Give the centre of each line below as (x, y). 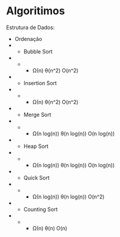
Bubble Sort (38, 51)
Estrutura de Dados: (30, 27)
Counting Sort (40, 209)
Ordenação (28, 39)
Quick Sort (37, 178)
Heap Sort (36, 146)
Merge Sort (37, 115)
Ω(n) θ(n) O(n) (50, 228)
